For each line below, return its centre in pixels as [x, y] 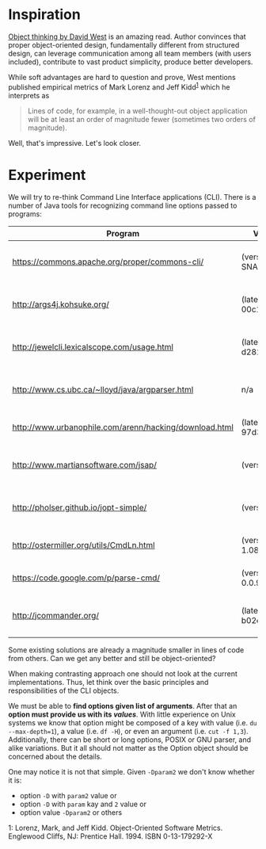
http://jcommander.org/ [56, 615]
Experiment [47, 175]
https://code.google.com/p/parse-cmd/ [86, 578]
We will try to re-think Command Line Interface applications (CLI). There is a [132, 197]
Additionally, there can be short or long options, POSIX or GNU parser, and [130, 740]
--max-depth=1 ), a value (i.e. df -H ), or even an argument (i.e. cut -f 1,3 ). [128, 731]
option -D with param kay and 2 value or [83, 804]
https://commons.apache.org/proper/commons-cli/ [108, 262]
